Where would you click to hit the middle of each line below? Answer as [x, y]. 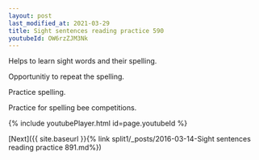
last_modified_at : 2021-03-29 [59, 23]
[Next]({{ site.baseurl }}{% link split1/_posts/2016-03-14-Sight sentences [130, 139]
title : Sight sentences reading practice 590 [86, 31]
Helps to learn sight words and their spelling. [83, 61]
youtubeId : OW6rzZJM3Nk [48, 38]
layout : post [30, 16]
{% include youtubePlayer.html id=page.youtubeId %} [98, 123]
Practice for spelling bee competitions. [73, 108]
